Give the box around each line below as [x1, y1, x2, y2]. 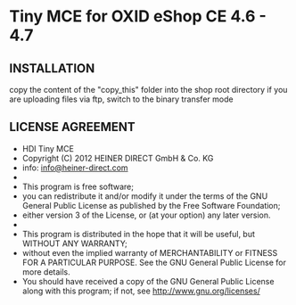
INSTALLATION [9, 61, 95, 76]
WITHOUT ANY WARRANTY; [21, 238, 127, 249]
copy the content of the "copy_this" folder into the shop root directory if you [9, 85, 288, 95]
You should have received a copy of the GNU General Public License [21, 276, 275, 286]
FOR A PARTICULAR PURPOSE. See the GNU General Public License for [21, 257, 287, 268]
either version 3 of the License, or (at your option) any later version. [21, 210, 271, 220]
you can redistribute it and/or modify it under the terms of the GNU [21, 190, 268, 202]
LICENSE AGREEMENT [9, 120, 136, 135]
